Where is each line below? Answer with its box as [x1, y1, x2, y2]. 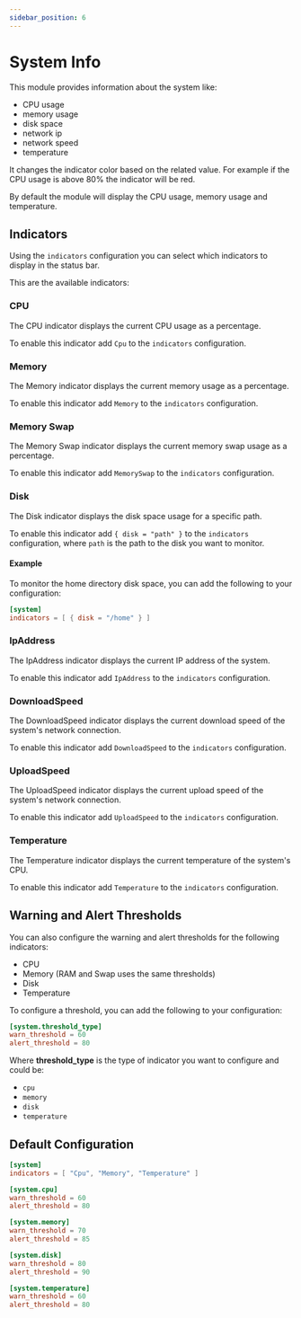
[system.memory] [9, 1218, 70, 1227]
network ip [22, 128, 63, 138]
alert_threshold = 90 [9, 1268, 91, 1277]
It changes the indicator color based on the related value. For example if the [9, 164, 290, 175]
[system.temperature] [9, 1284, 91, 1293]
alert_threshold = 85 [9, 1234, 91, 1244]
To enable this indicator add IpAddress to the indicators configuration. [9, 672, 271, 683]
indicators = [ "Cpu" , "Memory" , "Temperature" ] [9, 1169, 199, 1178]
